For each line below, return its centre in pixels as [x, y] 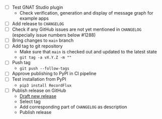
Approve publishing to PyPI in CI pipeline [54, 74]
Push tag [21, 63]
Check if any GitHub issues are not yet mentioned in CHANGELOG [77, 29]
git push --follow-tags [45, 69]
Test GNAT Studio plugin [37, 7]
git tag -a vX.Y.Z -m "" [46, 57]
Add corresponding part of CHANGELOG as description [73, 107]
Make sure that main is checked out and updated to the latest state [88, 52]
